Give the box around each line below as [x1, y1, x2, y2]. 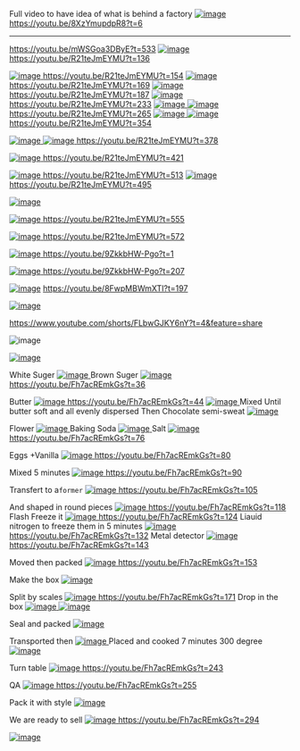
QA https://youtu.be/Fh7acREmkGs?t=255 [9, 680, 197, 690]
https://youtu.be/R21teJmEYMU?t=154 [43, 71, 184, 80]
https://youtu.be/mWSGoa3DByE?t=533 [9, 44, 156, 54]
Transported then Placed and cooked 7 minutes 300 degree [9, 636, 263, 647]
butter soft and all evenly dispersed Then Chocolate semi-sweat [9, 406, 246, 416]
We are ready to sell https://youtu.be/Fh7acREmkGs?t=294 [9, 714, 260, 725]
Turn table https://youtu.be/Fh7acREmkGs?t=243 [9, 663, 224, 673]
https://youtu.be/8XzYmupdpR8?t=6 [9, 18, 143, 29]
